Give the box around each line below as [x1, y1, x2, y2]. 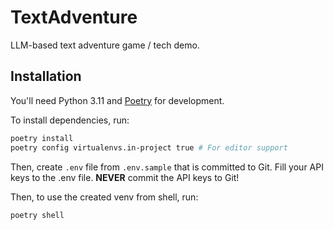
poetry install [10, 133, 74, 143]
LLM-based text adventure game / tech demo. [10, 39, 200, 51]
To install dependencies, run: [10, 114, 130, 126]
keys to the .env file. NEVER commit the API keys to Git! [10, 171, 240, 183]
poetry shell [10, 210, 65, 220]
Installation [10, 68, 82, 85]
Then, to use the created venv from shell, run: [10, 191, 199, 203]
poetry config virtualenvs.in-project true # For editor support [10, 142, 288, 153]
